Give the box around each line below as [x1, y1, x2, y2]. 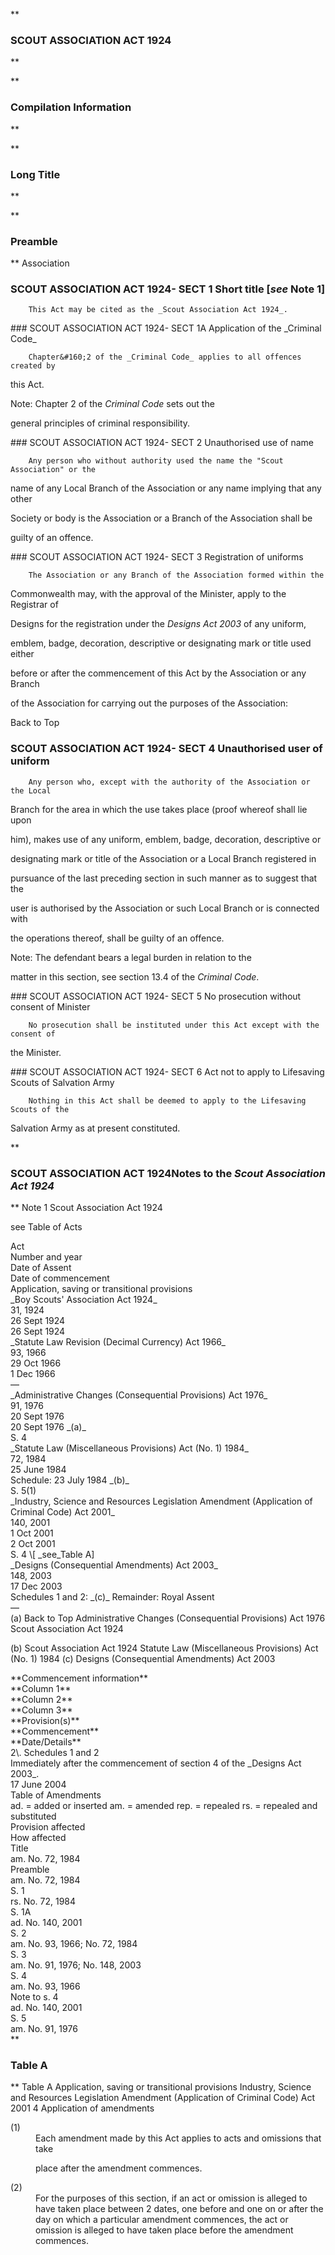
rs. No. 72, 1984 [10, 1895, 77, 1908]
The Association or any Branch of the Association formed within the [28, 570, 325, 581]
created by [10, 361, 56, 371]
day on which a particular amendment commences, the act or [35, 2214, 289, 2226]
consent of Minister [10, 1000, 91, 1013]
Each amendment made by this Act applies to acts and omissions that [35, 2132, 322, 2144]
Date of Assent [10, 1262, 72, 1274]
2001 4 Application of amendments [10, 2102, 155, 2114]
